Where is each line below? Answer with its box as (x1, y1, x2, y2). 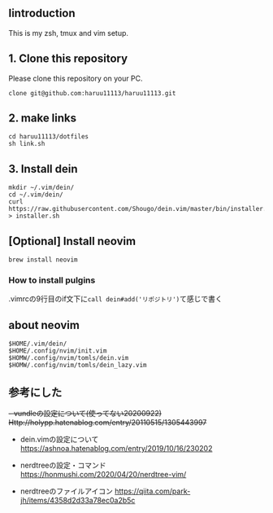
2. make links (8, 112, 77, 125)
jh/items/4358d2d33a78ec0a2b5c (19, 495, 136, 505)
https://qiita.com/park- (115, 486, 191, 496)
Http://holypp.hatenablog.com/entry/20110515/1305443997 (8, 417, 207, 427)
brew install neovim (8, 256, 79, 264)
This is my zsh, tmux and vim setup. (8, 28, 128, 37)
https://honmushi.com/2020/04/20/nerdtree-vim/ (19, 469, 187, 479)
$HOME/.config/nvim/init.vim (8, 347, 107, 355)
